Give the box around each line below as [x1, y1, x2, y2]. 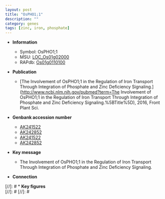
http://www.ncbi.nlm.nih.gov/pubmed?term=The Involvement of [21, 89, 152, 95]
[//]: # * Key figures [5, 184, 46, 190]
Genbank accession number [12, 114, 72, 120]
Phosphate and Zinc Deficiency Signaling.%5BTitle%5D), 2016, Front [19, 99, 160, 105]
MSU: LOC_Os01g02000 [19, 54, 69, 60]
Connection [12, 174, 37, 180]
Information [12, 39, 38, 45]
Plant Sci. [19, 105, 39, 111]
